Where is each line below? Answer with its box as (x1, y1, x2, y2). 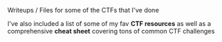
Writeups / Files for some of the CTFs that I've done (7, 6, 159, 14)
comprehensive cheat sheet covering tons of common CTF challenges (7, 27, 215, 35)
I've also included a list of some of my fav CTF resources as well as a (7, 20, 211, 27)
